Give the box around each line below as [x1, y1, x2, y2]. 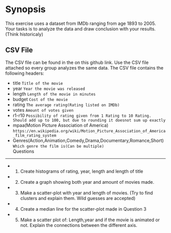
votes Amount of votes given [12, 107, 74, 113]
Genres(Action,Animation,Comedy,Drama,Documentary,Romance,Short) [12, 137, 164, 143]
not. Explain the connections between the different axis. [20, 222, 137, 228]
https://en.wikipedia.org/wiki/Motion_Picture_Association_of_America [12, 128, 166, 134]
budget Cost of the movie [12, 96, 68, 102]
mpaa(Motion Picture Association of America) [12, 122, 108, 128]
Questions [12, 148, 35, 154]
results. [140, 25, 156, 31]
